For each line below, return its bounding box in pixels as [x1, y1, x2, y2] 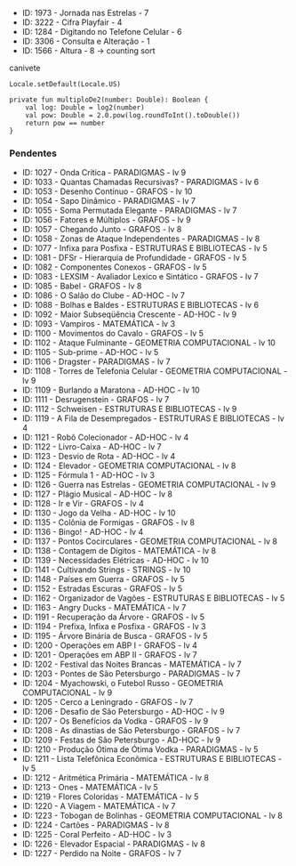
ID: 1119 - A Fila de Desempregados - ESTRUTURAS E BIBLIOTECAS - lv [21, 413, 284, 424]
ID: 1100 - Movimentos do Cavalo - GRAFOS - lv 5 [21, 328, 204, 339]
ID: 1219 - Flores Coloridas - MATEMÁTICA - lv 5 [21, 791, 199, 802]
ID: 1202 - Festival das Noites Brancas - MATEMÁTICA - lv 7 [21, 659, 242, 670]
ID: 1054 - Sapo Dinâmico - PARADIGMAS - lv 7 [21, 196, 196, 206]
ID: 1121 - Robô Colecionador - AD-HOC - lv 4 [21, 432, 189, 443]
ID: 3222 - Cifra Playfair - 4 [21, 17, 123, 28]
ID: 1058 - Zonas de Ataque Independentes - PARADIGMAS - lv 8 [21, 233, 260, 244]
